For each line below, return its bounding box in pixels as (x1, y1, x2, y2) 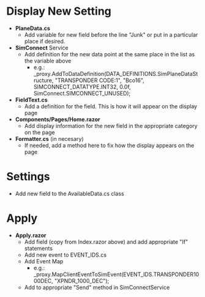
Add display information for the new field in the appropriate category (24, 122, 198, 129)
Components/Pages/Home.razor (15, 115, 100, 123)
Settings (6, 170, 50, 184)
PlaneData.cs (15, 24, 51, 32)
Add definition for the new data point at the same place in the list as (24, 50, 195, 58)
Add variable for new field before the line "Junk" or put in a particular (24, 31, 198, 38)
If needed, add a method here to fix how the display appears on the (24, 141, 195, 149)
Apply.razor (15, 231, 47, 239)
